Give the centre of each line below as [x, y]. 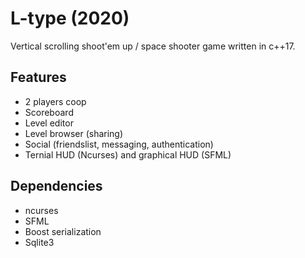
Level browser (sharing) [74, 133]
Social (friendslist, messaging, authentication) [119, 144]
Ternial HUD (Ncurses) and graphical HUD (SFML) [128, 154]
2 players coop [55, 101]
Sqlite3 [39, 242]
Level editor [49, 123]
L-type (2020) [70, 18]
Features [38, 77]
